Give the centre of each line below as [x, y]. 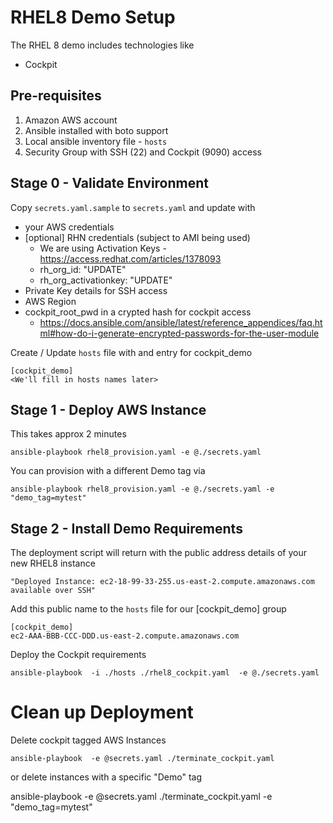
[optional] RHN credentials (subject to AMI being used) [137, 237]
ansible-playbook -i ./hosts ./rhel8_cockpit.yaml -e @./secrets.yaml [165, 673]
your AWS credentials [69, 227]
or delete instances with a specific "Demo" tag [106, 777]
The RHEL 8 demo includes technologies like [102, 45]
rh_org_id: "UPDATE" [83, 269]
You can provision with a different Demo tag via [108, 471]
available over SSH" [53, 591]
